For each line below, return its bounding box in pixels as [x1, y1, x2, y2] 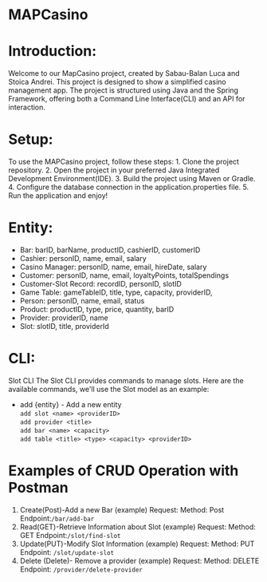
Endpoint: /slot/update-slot [19, 547, 114, 556]
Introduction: [8, 42, 97, 61]
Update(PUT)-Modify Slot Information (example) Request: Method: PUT [19, 539, 255, 548]
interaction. [8, 102, 46, 113]
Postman [8, 479, 69, 497]
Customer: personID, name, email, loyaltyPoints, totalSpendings [19, 271, 230, 280]
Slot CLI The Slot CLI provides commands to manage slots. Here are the [8, 375, 245, 385]
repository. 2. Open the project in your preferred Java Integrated [8, 165, 220, 175]
